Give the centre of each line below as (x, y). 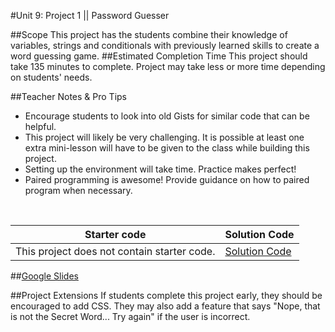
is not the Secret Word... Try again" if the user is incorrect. (130, 316)
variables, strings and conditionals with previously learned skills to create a (165, 45)
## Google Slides (44, 276)
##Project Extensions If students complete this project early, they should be (166, 295)
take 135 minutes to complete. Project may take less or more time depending (168, 66)
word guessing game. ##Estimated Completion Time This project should (159, 56)
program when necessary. (78, 190)
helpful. (40, 126)
